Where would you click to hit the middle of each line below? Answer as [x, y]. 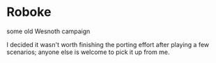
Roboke [29, 12]
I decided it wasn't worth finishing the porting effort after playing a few [108, 44]
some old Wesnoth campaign [48, 31]
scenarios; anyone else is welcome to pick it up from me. [88, 52]
